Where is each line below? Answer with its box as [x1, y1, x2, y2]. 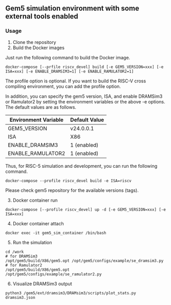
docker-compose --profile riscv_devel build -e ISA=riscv [5, 178, 132, 183]
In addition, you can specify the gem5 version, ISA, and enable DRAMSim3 [5, 93, 163, 99]
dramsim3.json [5, 295, 36, 300]
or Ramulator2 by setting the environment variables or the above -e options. [5, 98, 165, 104]
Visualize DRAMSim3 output [12, 280, 73, 287]
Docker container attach [12, 220, 64, 227]
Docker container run [12, 197, 58, 203]
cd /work [5, 249, 24, 254]
